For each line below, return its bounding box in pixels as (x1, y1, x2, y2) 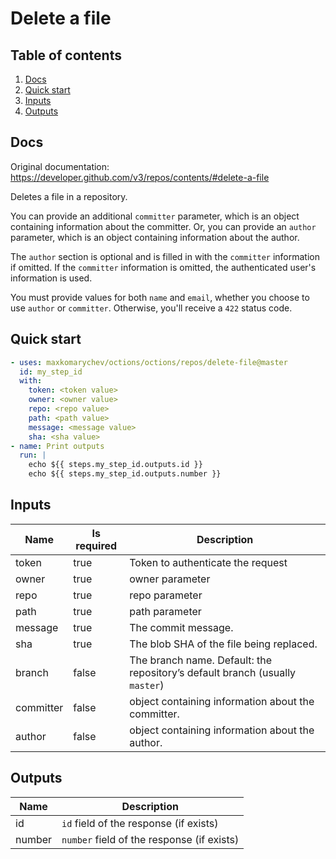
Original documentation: (10, 160, 110, 172)
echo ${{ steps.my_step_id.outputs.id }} (28, 460, 203, 470)
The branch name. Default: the (129, 653, 273, 667)
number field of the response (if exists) (61, 832, 240, 846)
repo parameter (129, 588, 203, 602)
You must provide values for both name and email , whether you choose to (10, 291, 310, 303)
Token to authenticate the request (129, 555, 288, 569)
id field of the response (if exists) (61, 816, 219, 830)
